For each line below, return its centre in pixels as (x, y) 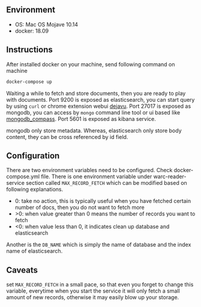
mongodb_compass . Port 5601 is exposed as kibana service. (81, 119)
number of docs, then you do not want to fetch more (80, 208)
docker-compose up (29, 82)
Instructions (29, 50)
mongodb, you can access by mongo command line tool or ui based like (93, 112)
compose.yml (23, 176)
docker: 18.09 (32, 31)
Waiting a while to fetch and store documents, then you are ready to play (96, 93)
